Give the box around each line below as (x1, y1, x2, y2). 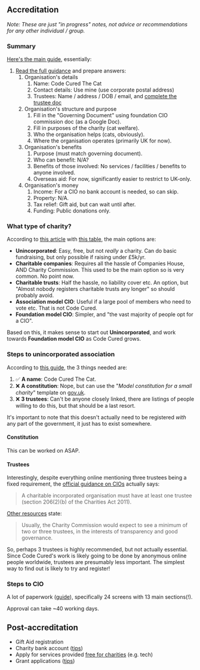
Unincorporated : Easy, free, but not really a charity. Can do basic (15, 247, 177, 254)
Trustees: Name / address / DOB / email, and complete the (33, 93, 177, 100)
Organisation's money (24, 182, 79, 189)
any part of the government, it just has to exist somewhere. (7, 420, 152, 427)
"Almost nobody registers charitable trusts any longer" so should (15, 286, 175, 293)
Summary (7, 42, 36, 50)
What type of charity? (7, 222, 72, 231)
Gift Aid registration (15, 638, 64, 645)
